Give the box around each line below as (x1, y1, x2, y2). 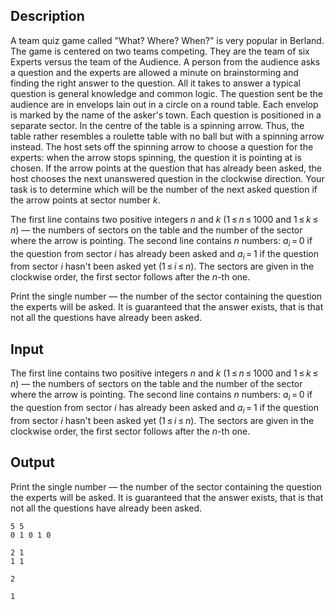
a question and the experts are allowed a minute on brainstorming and (10, 66, 299, 78)
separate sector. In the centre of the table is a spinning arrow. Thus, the (10, 119, 305, 131)
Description (10, 8, 85, 25)
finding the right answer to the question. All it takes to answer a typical (10, 77, 301, 89)
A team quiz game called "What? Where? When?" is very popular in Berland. (10, 34, 325, 46)
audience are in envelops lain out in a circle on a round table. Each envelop (10, 98, 319, 110)
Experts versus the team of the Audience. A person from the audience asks (10, 55, 321, 68)
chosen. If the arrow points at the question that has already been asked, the (10, 162, 322, 174)
